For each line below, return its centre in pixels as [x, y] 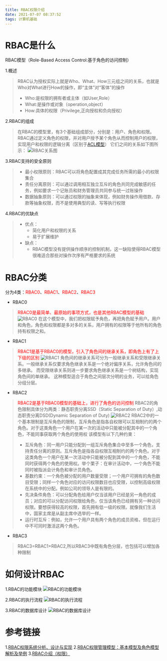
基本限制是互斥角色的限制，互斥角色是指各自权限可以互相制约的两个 [92, 422]
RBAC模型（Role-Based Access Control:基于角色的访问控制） [68, 60]
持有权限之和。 [33, 331]
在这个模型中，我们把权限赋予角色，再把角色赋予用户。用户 [99, 319]
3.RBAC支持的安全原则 [28, 161]
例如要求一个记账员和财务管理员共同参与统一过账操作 [88, 191]
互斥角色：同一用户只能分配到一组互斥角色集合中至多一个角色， [90, 445]
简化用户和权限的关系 [54, 231]
